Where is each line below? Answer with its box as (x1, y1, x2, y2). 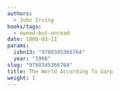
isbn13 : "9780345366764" (13, 49, 85, 56)
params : (7, 42, 30, 49)
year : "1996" (13, 55, 51, 62)
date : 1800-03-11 (7, 36, 58, 43)
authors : (7, 10, 33, 17)
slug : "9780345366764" (7, 62, 73, 68)
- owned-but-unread (13, 29, 70, 37)
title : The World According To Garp (7, 68, 113, 75)
